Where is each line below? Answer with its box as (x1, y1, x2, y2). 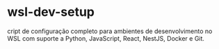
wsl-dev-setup (7, 4, 95, 20)
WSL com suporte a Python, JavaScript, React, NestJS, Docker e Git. (7, 34, 205, 42)
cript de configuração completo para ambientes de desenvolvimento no (7, 27, 213, 35)
